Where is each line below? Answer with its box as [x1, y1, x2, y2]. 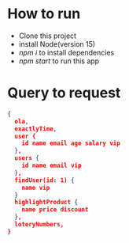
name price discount [21, 206, 89, 214]
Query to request [7, 84, 121, 102]
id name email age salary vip [21, 139, 121, 147]
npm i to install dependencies [18, 47, 115, 57]
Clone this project [18, 31, 76, 40]
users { [14, 154, 40, 162]
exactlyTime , [14, 124, 57, 133]
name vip [21, 184, 50, 192]
